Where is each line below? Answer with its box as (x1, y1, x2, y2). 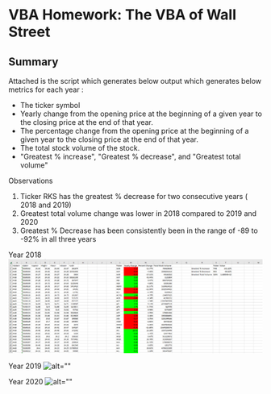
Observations (8, 176, 54, 185)
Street (8, 23, 51, 41)
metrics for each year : (8, 85, 84, 94)
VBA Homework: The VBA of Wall (8, 6, 236, 24)
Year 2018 (8, 250, 42, 259)
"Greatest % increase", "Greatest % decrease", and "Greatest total (19, 151, 241, 161)
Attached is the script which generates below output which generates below (8, 77, 262, 85)
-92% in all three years (19, 234, 97, 243)
